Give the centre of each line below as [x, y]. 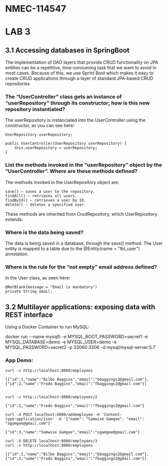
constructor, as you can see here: [40, 126]
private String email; [29, 292]
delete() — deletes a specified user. [46, 205]
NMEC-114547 [36, 9]
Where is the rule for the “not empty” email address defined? [81, 267]
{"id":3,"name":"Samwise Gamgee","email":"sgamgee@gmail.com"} [73, 432]
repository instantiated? [35, 110]
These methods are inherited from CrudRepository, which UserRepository [81, 214]
